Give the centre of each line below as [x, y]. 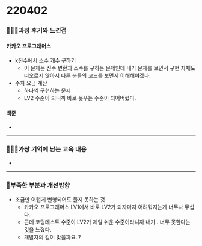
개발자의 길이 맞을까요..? [52, 237]
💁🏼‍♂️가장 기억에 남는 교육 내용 [47, 150]
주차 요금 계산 [31, 83]
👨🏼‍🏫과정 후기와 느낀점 [37, 31]
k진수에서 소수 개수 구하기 [45, 60]
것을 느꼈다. [38, 230]
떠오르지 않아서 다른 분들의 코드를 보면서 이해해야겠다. [87, 75]
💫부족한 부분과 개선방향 [38, 185]
